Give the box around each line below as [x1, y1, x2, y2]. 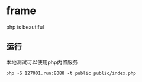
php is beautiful [6, 23, 44, 30]
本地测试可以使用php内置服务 [6, 59, 78, 66]
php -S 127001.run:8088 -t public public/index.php [6, 70, 136, 76]
